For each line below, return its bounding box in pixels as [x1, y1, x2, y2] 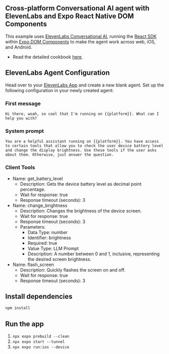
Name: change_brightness [12, 202, 68, 208]
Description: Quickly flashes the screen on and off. [20, 267, 126, 273]
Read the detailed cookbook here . [12, 54, 83, 60]
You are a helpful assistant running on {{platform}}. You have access [5, 139, 159, 144]
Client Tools [5, 164, 35, 171]
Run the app [5, 320, 44, 328]
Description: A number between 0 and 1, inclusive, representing [27, 250, 160, 257]
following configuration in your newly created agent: [5, 87, 114, 93]
